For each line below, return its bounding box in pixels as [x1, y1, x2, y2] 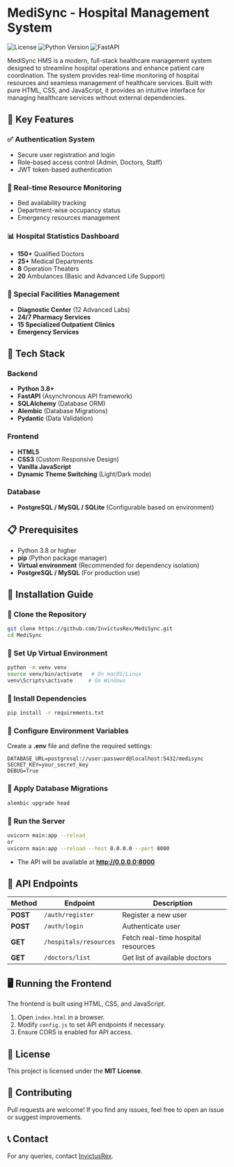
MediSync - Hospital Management [7, 5, 210, 21]
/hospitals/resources [44, 938, 116, 946]
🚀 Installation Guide [7, 588, 94, 600]
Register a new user [121, 910, 187, 920]
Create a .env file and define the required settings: [7, 742, 153, 750]
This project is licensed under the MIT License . [7, 1066, 143, 1075]
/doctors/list [44, 954, 91, 962]
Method [10, 898, 38, 908]
